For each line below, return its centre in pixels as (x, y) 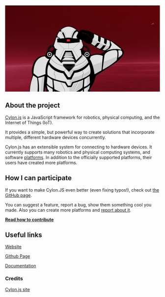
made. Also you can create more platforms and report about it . (68, 210)
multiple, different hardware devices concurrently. (56, 137)
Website (14, 247)
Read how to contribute (29, 219)
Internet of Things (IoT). (29, 122)
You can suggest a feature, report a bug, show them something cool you (78, 204)
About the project (33, 106)
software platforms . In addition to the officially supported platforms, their (79, 157)
